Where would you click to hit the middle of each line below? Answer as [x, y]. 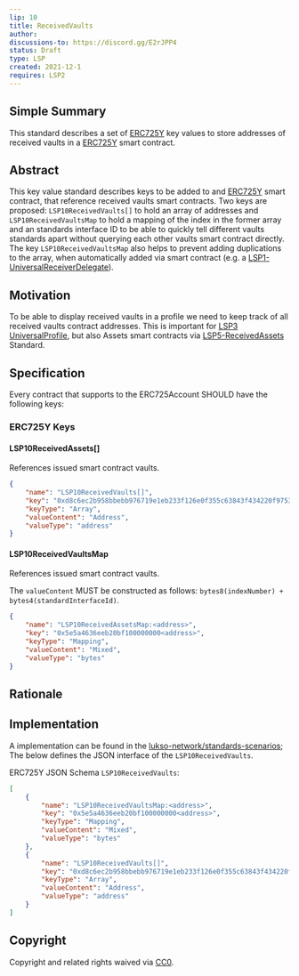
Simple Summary [58, 112]
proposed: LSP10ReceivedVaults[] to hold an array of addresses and [134, 211]
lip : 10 [24, 17]
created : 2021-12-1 [45, 68]
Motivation [40, 295]
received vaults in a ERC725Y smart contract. [93, 142]
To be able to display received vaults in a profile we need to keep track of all [149, 317]
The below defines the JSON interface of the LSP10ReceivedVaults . [131, 755]
